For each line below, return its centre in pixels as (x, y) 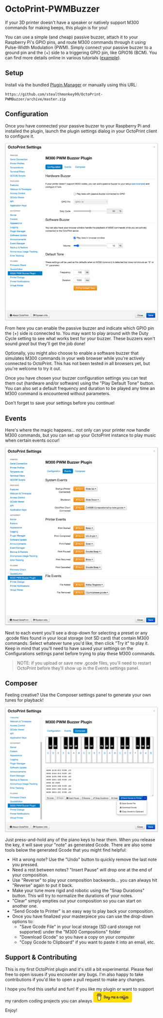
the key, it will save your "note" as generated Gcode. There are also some (79, 845)
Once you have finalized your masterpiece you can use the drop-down (83, 916)
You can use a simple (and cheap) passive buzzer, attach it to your (72, 37)
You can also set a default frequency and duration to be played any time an (80, 388)
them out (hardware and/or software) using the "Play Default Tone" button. (80, 383)
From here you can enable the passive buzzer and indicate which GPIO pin (80, 328)
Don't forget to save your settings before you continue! (60, 403)
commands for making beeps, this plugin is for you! (56, 27)
